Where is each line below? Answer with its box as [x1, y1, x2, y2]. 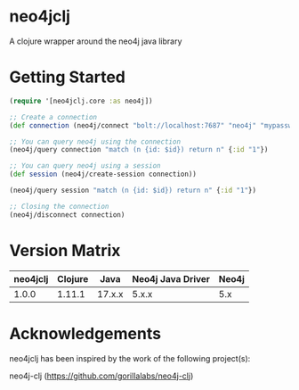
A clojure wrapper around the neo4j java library [9, 36, 182, 46]
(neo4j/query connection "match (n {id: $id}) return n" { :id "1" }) [9, 145, 269, 154]
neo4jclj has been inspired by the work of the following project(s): [9, 353, 251, 363]
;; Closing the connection [9, 202, 109, 211]
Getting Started [9, 67, 126, 87]
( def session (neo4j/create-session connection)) [9, 170, 198, 179]
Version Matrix [9, 240, 121, 261]
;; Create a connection [9, 112, 98, 121]
